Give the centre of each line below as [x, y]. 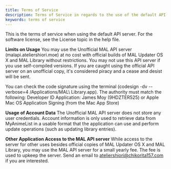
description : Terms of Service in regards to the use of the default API [86, 15]
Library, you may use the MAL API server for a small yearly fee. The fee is [83, 150]
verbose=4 [17, 92]
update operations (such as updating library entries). [61, 129]
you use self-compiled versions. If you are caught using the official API [80, 66]
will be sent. [18, 77]
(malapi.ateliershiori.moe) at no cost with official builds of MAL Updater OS [84, 55]
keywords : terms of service [35, 19]
